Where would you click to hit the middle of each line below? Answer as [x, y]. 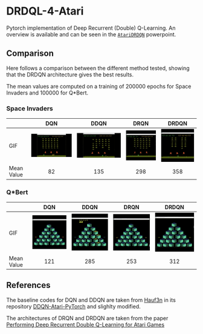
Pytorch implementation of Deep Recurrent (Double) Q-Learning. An [91, 28]
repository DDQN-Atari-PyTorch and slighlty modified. [73, 306]
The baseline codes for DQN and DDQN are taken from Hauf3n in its [91, 300]
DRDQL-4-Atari [45, 11]
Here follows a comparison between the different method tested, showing [98, 68]
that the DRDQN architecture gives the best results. [70, 75]
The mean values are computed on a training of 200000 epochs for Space [99, 86]
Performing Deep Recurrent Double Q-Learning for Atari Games [85, 324]
